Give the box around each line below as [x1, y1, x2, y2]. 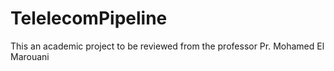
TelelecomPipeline [10, 7, 168, 30]
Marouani [10, 50, 50, 62]
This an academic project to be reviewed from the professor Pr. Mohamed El [10, 40, 325, 52]
